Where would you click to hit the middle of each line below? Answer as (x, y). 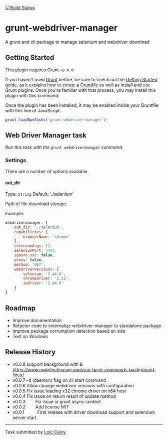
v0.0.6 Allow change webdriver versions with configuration (73, 385)
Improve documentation (37, 320)
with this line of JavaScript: (33, 110)
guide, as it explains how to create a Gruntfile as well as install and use (78, 85)
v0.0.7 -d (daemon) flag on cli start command (59, 380)
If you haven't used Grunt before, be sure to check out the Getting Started (81, 79)
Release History (30, 352)
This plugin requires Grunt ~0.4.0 (39, 70)
